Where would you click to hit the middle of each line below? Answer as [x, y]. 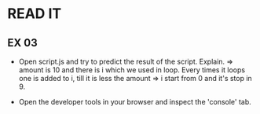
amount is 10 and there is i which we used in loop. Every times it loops [132, 70]
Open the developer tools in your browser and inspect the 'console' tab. [135, 102]
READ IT [35, 14]
